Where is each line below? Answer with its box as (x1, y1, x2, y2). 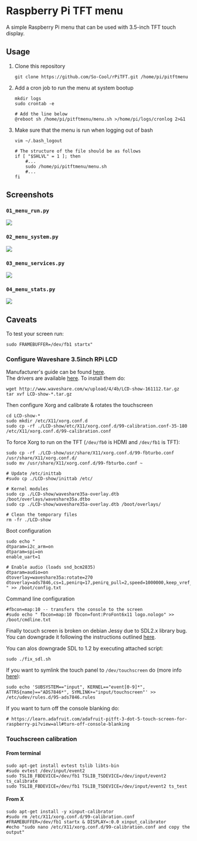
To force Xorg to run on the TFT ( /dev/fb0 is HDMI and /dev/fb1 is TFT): (6, 439, 181, 446)
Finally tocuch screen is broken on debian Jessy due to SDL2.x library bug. (6, 628, 188, 635)
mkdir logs (14, 95, 42, 101)
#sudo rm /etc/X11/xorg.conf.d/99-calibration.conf (6, 813, 135, 820)
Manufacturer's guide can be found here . (6, 369, 106, 376)
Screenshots (6, 190, 54, 200)
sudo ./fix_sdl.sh (6, 656, 51, 662)
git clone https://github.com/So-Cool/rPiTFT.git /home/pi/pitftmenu (14, 74, 189, 80)
